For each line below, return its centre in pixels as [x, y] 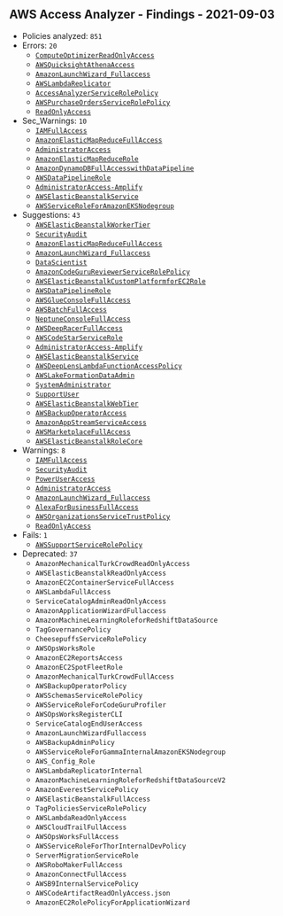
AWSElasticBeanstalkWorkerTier [93, 225]
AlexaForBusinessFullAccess [87, 507]
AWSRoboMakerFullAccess [79, 865]
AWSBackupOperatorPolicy [81, 686]
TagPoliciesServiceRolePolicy [91, 808]
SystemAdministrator [73, 384]
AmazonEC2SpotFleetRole [79, 667]
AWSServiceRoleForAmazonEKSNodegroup [105, 206]
